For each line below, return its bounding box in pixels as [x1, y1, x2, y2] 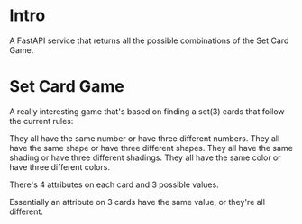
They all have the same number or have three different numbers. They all [9, 132, 280, 144]
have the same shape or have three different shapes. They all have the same [9, 142, 293, 153]
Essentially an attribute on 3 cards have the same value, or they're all [9, 196, 266, 207]
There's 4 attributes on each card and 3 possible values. [9, 179, 219, 190]
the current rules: [9, 115, 74, 126]
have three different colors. [9, 161, 111, 172]
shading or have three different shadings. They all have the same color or [9, 152, 281, 163]
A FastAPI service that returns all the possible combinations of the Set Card [9, 35, 289, 46]
